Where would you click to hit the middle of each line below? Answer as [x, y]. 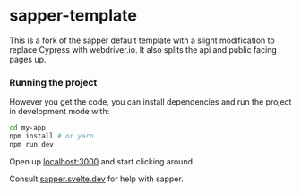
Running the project [53, 82]
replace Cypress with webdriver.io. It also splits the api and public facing [143, 49]
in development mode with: [60, 112]
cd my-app [28, 128]
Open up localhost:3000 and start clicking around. [102, 161]
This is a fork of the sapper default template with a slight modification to [142, 40]
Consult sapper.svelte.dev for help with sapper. [96, 179]
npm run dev [31, 144]
